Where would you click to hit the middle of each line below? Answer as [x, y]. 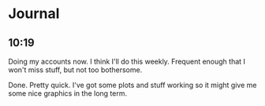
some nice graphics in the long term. [68, 93]
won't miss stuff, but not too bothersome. [75, 70]
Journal [34, 14]
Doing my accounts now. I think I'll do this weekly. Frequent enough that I [127, 61]
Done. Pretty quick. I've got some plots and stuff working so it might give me [132, 85]
